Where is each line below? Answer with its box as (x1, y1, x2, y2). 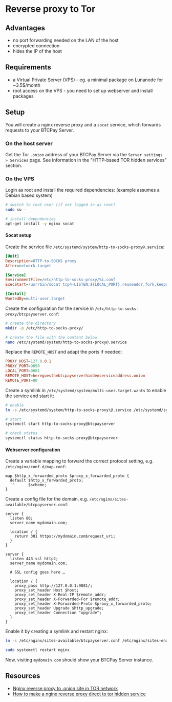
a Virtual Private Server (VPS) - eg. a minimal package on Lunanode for (12, 77, 163, 83)
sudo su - (5, 207, 27, 212)
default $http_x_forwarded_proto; (10, 478, 83, 483)
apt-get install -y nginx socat (5, 221, 74, 226)
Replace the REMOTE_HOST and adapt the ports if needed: (5, 349, 122, 355)
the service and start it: (5, 393, 54, 399)
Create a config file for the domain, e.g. (5, 496, 89, 502)
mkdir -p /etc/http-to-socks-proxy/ (5, 325, 83, 330)
